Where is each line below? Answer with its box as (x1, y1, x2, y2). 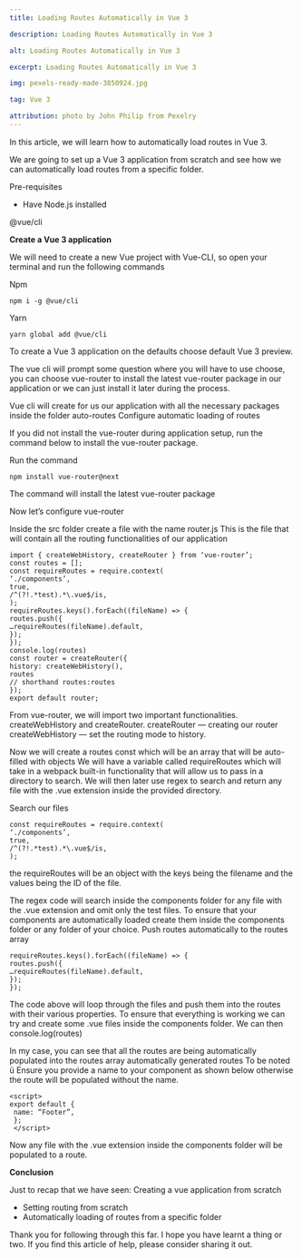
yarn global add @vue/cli (9, 330, 107, 339)
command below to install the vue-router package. (9, 437, 199, 448)
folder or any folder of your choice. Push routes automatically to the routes (9, 923, 288, 935)
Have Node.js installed (22, 199, 107, 210)
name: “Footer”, (13, 1107, 75, 1116)
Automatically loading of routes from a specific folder (22, 1211, 222, 1222)
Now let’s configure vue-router (9, 506, 124, 516)
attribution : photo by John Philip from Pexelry (9, 112, 197, 121)
